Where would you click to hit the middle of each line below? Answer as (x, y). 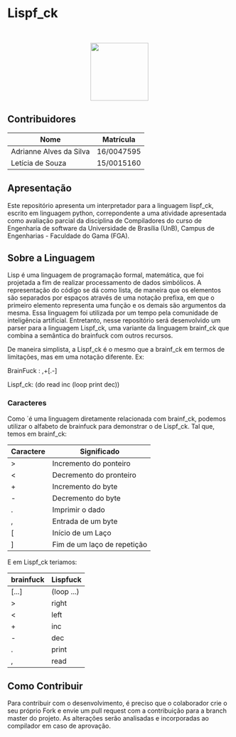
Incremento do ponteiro (91, 463)
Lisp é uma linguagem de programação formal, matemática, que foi (106, 275)
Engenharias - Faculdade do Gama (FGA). (69, 236)
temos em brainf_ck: (37, 434)
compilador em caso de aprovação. (59, 726)
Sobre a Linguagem (51, 258)
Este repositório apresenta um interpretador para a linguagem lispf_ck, (111, 205)
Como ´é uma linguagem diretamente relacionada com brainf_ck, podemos (117, 419)
